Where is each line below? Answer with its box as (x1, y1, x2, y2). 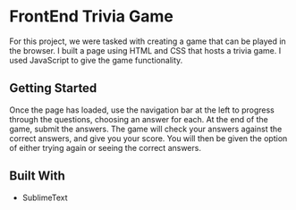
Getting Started (9, 80, 97, 96)
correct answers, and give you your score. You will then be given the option (9, 132, 288, 144)
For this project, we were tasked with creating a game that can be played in (9, 36, 286, 46)
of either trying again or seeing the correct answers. (9, 142, 201, 153)
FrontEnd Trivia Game (9, 6, 174, 27)
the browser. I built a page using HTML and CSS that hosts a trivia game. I (9, 45, 282, 55)
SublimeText (21, 192, 69, 203)
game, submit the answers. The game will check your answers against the (9, 123, 283, 134)
